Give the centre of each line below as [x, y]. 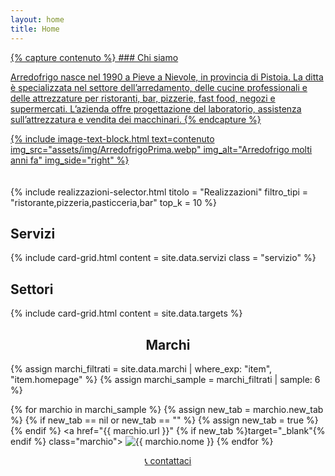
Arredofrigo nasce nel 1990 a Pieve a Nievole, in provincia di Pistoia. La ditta [167, 77]
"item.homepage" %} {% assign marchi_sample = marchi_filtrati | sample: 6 [165, 379]
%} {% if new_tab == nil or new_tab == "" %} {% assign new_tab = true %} [164, 420]
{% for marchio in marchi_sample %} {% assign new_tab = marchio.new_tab [167, 409]
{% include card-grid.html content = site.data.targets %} [126, 313]
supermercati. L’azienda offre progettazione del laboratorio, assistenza [156, 108]
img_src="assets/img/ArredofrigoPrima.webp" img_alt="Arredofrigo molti [161, 149]
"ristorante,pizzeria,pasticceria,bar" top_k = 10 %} [114, 202]
